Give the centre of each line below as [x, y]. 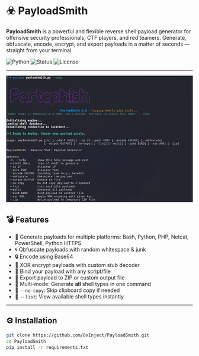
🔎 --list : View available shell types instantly [69, 296]
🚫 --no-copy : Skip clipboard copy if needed [67, 290]
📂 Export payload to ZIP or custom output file [70, 277]
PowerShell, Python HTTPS [48, 243]
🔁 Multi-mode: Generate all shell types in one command [83, 284]
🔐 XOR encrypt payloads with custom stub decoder [77, 265]
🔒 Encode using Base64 [44, 256]
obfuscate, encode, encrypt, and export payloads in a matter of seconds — [98, 44]
